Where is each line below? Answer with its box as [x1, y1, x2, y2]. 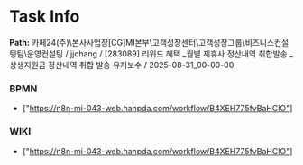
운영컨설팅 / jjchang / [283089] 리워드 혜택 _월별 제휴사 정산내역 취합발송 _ [26, 48, 294, 59]
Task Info [9, 6, 80, 27]
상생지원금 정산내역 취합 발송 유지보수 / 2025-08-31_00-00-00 [9, 59, 234, 70]
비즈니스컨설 [244, 37, 289, 48]
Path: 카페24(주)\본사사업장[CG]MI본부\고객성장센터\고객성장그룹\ [9, 37, 245, 48]
